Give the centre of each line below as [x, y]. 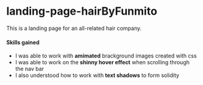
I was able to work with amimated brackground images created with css [106, 56]
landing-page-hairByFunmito [82, 11]
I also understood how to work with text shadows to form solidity [97, 75]
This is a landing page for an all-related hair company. [74, 28]
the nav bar [30, 69]
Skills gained [23, 42]
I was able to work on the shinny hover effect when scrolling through [102, 62]
